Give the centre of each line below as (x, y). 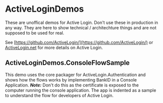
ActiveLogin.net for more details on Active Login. (54, 47)
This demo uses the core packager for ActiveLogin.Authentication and (75, 75)
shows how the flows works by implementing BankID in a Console (71, 80)
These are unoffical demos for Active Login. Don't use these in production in (81, 22)
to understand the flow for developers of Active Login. (59, 95)
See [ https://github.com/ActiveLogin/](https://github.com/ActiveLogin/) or (79, 42)
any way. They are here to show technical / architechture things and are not (81, 27)
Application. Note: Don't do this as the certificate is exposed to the (72, 85)
